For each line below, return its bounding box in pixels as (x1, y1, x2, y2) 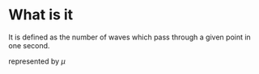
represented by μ (8, 56, 66, 66)
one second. (8, 40, 50, 50)
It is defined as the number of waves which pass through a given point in (8, 32, 251, 42)
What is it (8, 6, 74, 24)
